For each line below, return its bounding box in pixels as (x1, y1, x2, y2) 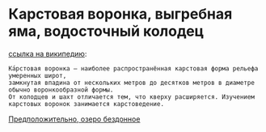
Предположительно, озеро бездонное (8, 114, 141, 124)
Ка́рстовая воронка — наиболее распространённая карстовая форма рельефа (8, 64, 259, 73)
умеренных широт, (8, 71, 67, 79)
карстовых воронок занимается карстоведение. (8, 100, 164, 108)
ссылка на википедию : (8, 49, 87, 58)
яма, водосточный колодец (8, 22, 205, 40)
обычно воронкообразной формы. (8, 86, 114, 94)
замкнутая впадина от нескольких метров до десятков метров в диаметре (8, 79, 255, 87)
